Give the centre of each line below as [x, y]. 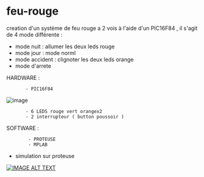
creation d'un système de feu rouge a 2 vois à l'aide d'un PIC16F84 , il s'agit [102, 28]
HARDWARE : [23, 78]
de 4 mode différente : [35, 34]
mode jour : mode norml [46, 52]
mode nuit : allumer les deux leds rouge [65, 46]
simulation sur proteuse [45, 156]
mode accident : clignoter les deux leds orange [75, 59]
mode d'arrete [33, 66]
